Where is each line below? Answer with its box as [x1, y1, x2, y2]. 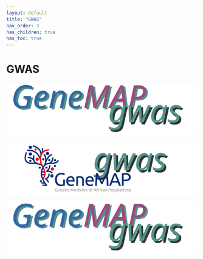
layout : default [6, 10, 47, 16]
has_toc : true [6, 35, 43, 42]
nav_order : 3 [6, 22, 40, 29]
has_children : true [6, 29, 56, 35]
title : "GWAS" [6, 16, 43, 22]
